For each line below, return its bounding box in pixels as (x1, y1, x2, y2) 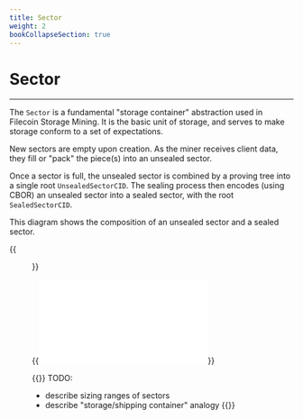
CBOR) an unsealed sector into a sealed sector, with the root (9, 190, 234, 201)
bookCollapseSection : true (9, 30, 111, 39)
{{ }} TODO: (32, 373, 73, 384)
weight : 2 (9, 22, 47, 31)
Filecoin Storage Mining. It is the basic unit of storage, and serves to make (9, 116, 286, 127)
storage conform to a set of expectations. (9, 126, 164, 137)
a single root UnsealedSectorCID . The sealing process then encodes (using (9, 180, 285, 191)
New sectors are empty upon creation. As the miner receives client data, (9, 143, 279, 154)
